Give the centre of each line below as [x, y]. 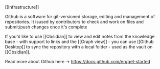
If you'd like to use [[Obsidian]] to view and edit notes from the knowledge [80, 36]
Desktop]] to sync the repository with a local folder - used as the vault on [79, 47]
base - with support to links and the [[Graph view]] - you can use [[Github [80, 42]
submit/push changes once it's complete [46, 27]
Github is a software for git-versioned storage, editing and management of [80, 16]
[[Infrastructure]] [22, 7]
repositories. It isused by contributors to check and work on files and [75, 22]
